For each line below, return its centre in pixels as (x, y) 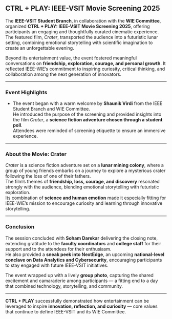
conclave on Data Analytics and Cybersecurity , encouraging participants (84, 260)
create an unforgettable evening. (40, 48)
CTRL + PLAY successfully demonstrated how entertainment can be (77, 301)
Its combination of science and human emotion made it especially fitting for (86, 198)
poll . (17, 125)
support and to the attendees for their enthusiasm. (58, 249)
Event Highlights (26, 92)
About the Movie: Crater (36, 154)
